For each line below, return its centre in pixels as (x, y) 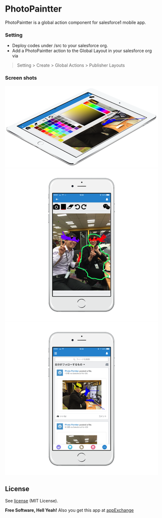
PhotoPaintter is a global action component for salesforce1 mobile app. (76, 22)
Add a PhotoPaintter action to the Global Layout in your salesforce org (82, 51)
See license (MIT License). (32, 501)
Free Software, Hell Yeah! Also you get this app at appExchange (70, 510)
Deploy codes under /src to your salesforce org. (60, 46)
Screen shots (21, 78)
